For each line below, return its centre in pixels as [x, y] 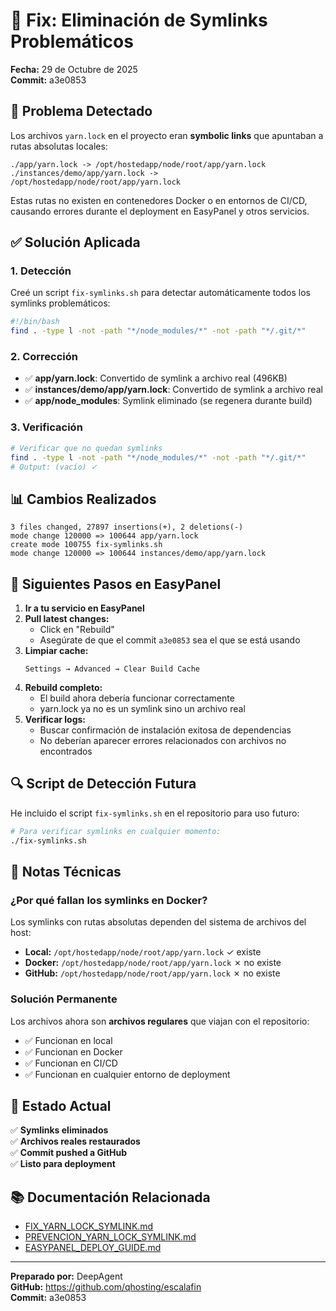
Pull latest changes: [67, 619]
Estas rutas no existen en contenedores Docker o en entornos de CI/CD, [159, 200]
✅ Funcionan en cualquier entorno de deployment [127, 1074]
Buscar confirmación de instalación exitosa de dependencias [165, 730]
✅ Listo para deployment [63, 1164]
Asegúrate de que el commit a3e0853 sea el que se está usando [170, 640]
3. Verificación [46, 427]
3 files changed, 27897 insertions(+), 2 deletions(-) [127, 527]
